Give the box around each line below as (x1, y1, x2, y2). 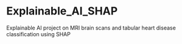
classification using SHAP (6, 30, 71, 37)
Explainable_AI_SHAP (6, 4, 118, 18)
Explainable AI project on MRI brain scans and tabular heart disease (6, 24, 177, 31)
